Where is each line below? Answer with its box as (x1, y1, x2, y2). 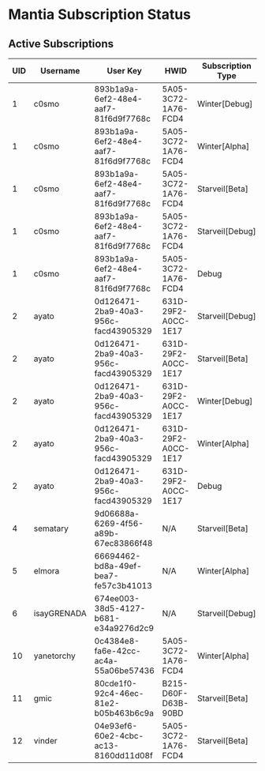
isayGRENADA (33, 608, 87, 619)
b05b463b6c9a (94, 708, 154, 718)
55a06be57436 (94, 665, 155, 676)
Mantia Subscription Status (8, 6, 192, 24)
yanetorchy (33, 650, 77, 661)
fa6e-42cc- (94, 645, 141, 656)
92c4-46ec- (94, 688, 144, 698)
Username (40, 66, 80, 76)
